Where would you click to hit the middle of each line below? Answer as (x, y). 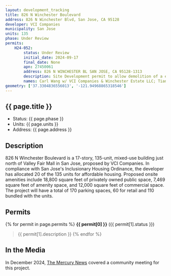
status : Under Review (47, 53)
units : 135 (17, 34)
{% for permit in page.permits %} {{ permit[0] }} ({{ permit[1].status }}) (80, 224)
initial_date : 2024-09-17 (51, 57)
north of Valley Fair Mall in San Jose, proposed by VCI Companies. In (77, 163)
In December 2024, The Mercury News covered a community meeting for (82, 262)
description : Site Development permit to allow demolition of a (93, 77)
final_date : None (42, 62)
